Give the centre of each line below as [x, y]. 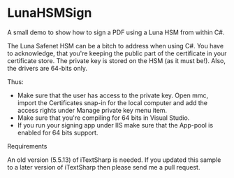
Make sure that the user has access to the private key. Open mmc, [113, 95]
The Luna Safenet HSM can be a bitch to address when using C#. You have [116, 46]
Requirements [27, 146]
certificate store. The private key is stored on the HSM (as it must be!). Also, [116, 60]
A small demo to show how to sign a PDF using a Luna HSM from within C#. [116, 32]
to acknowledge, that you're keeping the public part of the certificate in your [117, 53]
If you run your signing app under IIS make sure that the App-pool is [115, 125]
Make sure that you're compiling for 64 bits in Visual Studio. [103, 118]
